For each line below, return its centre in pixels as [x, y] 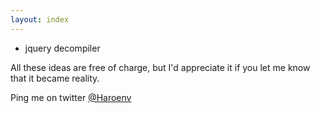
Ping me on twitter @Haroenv [71, 97]
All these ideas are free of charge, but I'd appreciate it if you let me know [160, 67]
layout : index [40, 19]
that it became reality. [55, 78]
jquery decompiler [62, 48]
